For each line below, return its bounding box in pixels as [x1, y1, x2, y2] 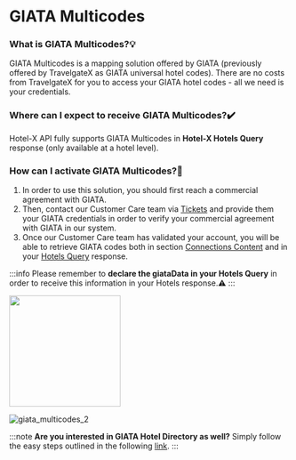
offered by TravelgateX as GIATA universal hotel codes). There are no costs [9, 68, 285, 78]
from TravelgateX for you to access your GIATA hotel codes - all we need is [9, 77, 284, 88]
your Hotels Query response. [21, 251, 129, 262]
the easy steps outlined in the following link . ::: [9, 440, 180, 451]
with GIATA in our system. [21, 222, 117, 233]
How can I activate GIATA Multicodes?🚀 [9, 165, 184, 177]
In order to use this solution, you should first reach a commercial [21, 185, 259, 196]
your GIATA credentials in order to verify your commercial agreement [21, 214, 275, 224]
